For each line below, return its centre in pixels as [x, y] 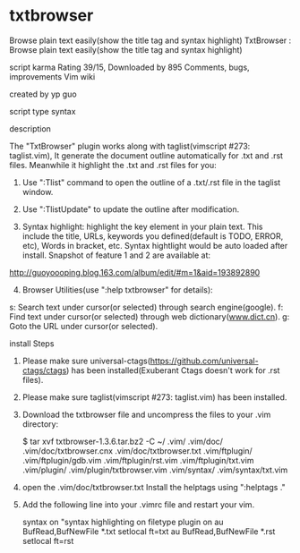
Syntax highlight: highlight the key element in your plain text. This [142, 226]
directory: [40, 424]
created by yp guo [43, 94]
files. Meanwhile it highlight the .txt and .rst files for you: [113, 165]
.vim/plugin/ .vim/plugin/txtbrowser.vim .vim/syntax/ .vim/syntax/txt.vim [155, 470]
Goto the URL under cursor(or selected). [84, 326]
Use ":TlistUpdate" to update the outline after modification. [131, 209]
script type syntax [43, 111]
